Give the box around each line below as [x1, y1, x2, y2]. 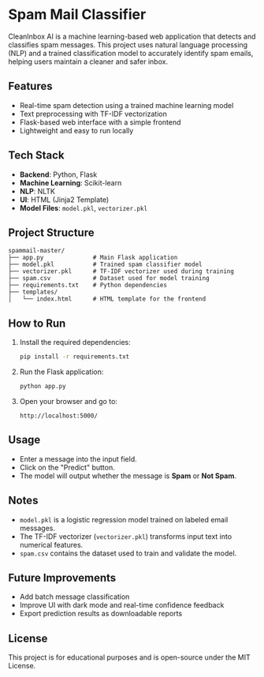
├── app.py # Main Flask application [8, 254, 178, 262]
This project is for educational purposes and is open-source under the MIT [8, 653, 251, 662]
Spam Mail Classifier [8, 6, 147, 24]
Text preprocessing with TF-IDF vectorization [19, 109, 167, 118]
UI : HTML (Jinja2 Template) [19, 195, 110, 204]
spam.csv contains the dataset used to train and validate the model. [19, 548, 237, 558]
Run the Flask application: [19, 367, 104, 376]
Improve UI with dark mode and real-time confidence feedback [19, 600, 225, 610]
